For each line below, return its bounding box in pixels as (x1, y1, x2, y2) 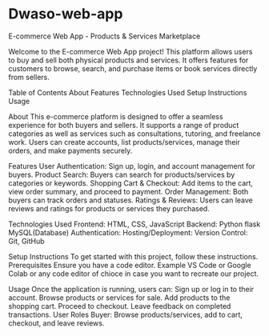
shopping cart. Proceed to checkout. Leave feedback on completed (8, 301, 231, 310)
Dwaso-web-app (8, 5, 123, 23)
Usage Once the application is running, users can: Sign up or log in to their (8, 284, 255, 294)
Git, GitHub (8, 236, 46, 246)
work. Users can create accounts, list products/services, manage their (8, 137, 240, 146)
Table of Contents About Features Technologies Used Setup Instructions (8, 87, 247, 97)
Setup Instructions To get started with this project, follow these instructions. (8, 251, 259, 261)
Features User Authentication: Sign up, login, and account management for (8, 161, 255, 170)
